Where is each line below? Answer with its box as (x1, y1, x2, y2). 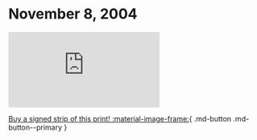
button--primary (8, 122, 63, 132)
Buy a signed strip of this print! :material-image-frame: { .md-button (8, 113, 232, 123)
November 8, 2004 (8, 5, 138, 23)
